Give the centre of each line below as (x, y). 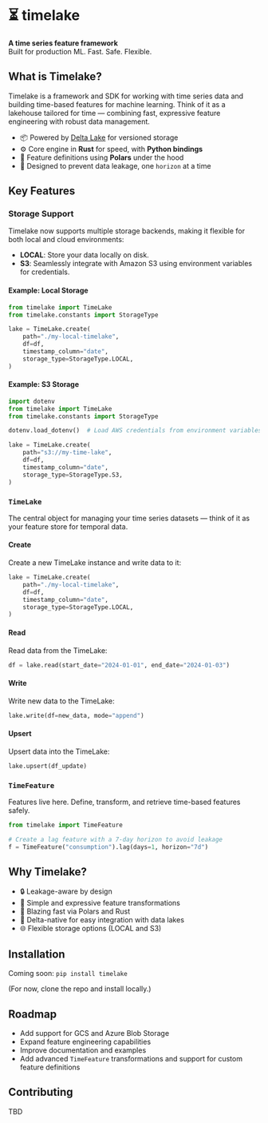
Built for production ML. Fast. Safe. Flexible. (80, 51)
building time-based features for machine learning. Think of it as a (117, 104)
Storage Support (41, 214)
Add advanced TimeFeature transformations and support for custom (131, 1058)
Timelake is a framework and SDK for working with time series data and (126, 96)
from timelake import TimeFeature (66, 825)
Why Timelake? (48, 872)
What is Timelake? (55, 77)
